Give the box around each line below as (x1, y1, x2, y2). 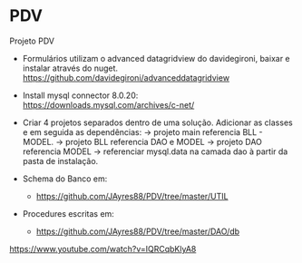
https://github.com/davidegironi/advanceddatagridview (22, 72, 229, 83)
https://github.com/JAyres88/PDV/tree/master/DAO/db (35, 226, 240, 237)
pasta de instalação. (22, 155, 99, 166)
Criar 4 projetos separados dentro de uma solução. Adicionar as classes (22, 117, 293, 128)
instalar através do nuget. (22, 63, 119, 73)
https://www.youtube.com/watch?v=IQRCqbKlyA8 (9, 243, 197, 254)
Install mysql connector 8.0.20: (22, 90, 139, 101)
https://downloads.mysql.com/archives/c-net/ (22, 99, 195, 110)
